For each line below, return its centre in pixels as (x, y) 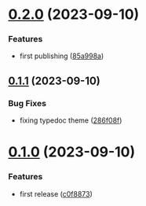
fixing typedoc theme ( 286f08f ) (71, 120)
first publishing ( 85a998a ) (62, 56)
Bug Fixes (27, 103)
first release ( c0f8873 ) (56, 193)
